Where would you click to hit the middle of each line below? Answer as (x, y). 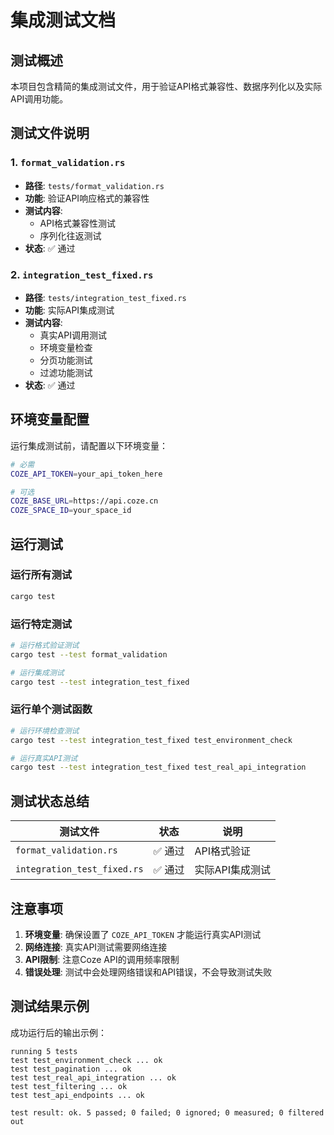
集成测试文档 (63, 20)
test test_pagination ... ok (71, 1069)
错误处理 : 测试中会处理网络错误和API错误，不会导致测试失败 (148, 972)
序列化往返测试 (70, 235)
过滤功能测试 (66, 372)
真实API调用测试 (73, 335)
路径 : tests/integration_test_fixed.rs (105, 297)
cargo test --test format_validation (89, 654)
